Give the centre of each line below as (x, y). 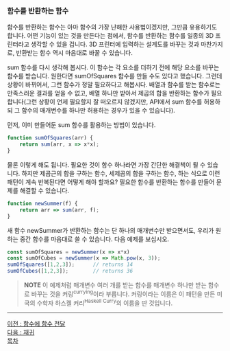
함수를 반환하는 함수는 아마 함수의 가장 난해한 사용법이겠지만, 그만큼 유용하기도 (112, 27)
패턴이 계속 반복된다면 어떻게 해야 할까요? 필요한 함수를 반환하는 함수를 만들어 (111, 182)
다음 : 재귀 (21, 332)
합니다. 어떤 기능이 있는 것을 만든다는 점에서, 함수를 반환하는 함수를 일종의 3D (111, 36)
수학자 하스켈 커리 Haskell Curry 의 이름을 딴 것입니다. (105, 302)
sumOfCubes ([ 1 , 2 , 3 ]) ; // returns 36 (70, 271)
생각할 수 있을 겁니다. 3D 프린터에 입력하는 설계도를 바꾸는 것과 (115, 44)
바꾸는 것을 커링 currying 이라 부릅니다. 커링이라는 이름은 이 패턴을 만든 (123, 293)
